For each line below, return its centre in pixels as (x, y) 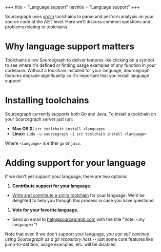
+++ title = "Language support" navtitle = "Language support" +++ (72, 7)
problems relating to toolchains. (37, 27)
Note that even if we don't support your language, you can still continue (77, 234)
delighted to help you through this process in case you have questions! (83, 200)
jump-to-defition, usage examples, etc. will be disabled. (61, 244)
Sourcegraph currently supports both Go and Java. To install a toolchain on (80, 114)
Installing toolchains (47, 101)
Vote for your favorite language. (45, 210)
